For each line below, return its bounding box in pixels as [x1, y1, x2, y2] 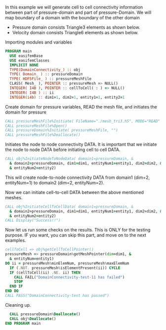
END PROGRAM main [5, 321, 41, 326]
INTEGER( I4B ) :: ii [9, 90, 54, 95]
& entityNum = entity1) [9, 256, 54, 261]
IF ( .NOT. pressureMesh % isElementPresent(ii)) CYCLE [9, 265, 121, 271]
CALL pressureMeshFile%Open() [5, 123, 68, 128]
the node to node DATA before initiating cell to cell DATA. [5, 147, 121, 153]
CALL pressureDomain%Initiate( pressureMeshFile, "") [5, 128, 119, 133]
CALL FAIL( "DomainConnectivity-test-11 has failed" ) [14, 275, 125, 279]
